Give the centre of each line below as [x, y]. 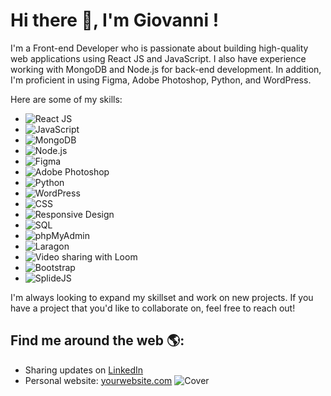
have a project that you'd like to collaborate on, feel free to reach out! [153, 308]
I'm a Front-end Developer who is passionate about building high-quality [159, 48]
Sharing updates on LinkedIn [84, 370]
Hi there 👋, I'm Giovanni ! [115, 20]
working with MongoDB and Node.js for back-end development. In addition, [166, 69]
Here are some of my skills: [66, 99]
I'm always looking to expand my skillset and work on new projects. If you [162, 297]
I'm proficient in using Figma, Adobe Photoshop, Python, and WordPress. [161, 80]
